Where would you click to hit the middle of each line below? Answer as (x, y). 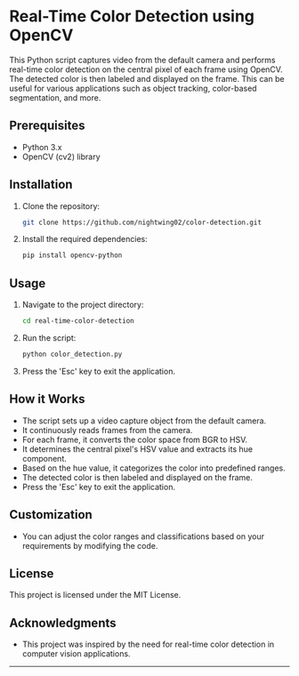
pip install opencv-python (72, 255)
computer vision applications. (76, 654)
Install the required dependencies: (85, 239)
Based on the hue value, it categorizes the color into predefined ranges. (154, 468)
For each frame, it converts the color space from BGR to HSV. (134, 439)
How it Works (47, 399)
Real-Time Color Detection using (132, 16)
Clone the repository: (61, 205)
